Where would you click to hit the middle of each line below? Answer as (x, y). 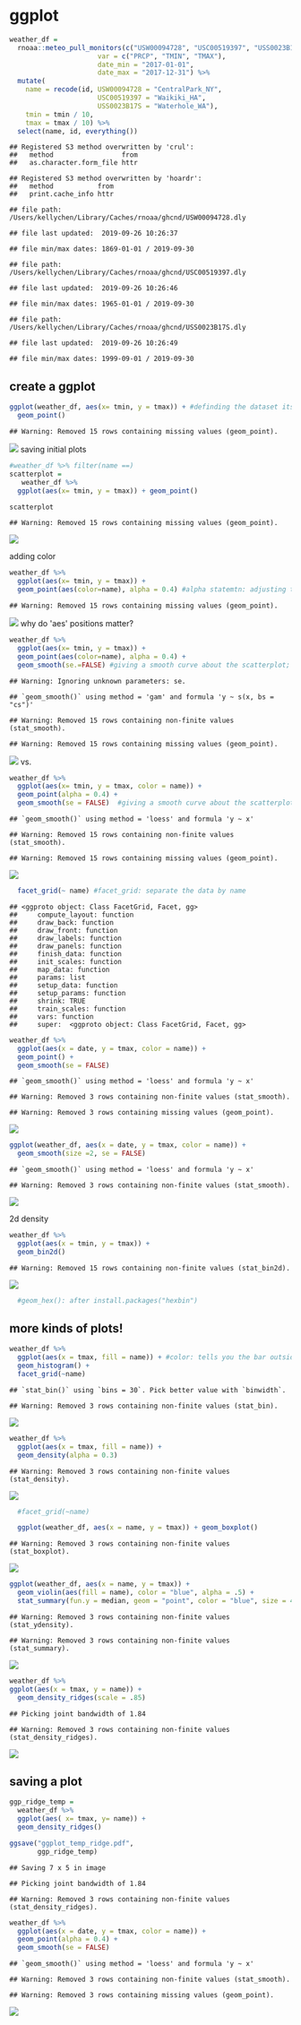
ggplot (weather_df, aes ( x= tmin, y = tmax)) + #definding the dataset (144, 407)
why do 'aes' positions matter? (77, 623)
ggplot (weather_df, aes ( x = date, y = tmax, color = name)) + (128, 1145)
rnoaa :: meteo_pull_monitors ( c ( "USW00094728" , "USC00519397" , (134, 47)
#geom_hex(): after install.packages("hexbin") (108, 1300)
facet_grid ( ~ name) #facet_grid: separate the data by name (132, 891)
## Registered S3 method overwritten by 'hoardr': (106, 179)
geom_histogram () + (54, 1366)
